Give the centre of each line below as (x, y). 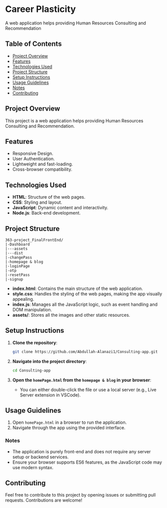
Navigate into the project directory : (50, 361)
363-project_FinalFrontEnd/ (34, 240)
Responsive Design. (33, 153)
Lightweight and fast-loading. (43, 164)
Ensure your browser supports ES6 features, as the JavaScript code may (87, 462)
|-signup (14, 279)
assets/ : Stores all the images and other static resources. (71, 315)
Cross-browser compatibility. (42, 169)
